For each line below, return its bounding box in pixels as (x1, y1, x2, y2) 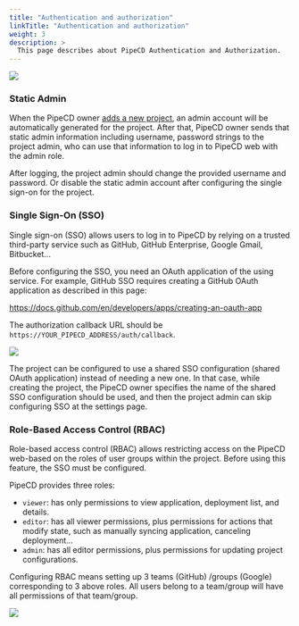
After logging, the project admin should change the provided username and (9, 168, 287, 179)
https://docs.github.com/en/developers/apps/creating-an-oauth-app (9, 302, 262, 313)
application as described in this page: (9, 285, 147, 296)
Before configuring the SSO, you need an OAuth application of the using (9, 265, 274, 277)
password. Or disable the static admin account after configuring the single (9, 178, 283, 188)
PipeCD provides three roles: (9, 480, 115, 491)
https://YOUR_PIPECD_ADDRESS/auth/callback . (9, 329, 176, 339)
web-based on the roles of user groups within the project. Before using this (9, 453, 287, 464)
